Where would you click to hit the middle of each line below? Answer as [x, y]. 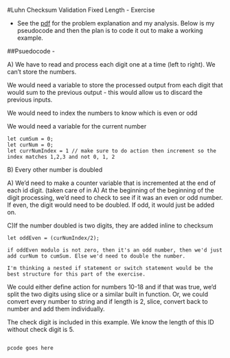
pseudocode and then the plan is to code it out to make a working [110, 31]
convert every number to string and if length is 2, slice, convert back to [107, 301]
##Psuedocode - [31, 51]
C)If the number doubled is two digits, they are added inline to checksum [110, 225]
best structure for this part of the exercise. [77, 274]
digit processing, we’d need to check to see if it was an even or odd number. [115, 198]
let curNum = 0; [30, 145]
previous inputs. [30, 100]
